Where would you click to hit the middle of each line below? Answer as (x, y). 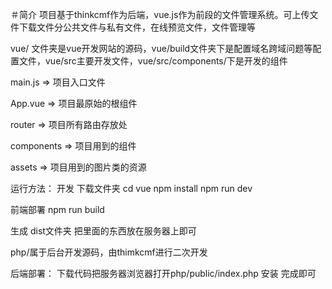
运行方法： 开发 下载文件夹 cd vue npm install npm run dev (131, 188)
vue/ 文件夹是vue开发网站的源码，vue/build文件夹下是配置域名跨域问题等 (161, 48)
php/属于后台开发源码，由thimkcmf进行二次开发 (109, 252)
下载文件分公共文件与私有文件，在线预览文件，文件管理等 (137, 27)
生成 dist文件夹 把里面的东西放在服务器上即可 (103, 231)
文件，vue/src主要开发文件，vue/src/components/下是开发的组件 (153, 61)
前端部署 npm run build (57, 209)
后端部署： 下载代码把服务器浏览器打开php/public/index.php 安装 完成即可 (163, 273)
